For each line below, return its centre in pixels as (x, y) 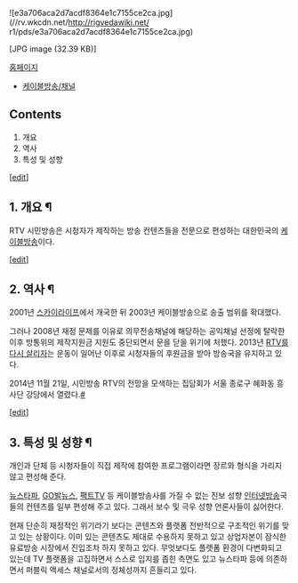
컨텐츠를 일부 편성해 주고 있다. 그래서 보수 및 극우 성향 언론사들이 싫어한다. (155, 507)
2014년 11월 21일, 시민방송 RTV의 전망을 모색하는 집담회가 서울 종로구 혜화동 (142, 383)
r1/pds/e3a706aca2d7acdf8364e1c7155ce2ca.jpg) (101, 32)
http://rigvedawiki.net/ (109, 22)
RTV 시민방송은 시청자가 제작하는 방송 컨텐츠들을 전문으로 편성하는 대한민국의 (144, 230)
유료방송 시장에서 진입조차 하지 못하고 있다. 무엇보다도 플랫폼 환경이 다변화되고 (146, 548)
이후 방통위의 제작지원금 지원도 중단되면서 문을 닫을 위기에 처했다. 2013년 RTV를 (149, 342)
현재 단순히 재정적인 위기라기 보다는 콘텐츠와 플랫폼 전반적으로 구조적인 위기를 (145, 526)
